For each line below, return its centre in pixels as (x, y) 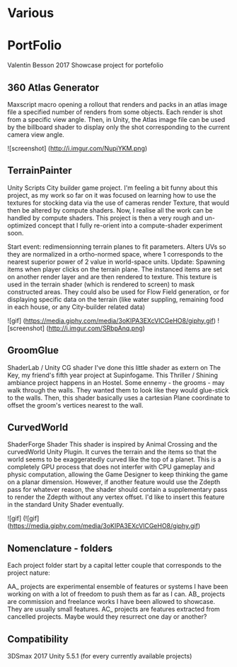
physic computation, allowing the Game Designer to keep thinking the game (118, 475)
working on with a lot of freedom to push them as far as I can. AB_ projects (116, 594)
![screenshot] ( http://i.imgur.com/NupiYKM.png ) (77, 148)
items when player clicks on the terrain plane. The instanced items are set (115, 269)
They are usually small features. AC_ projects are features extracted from (114, 609)
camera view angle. (36, 134)
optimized (22, 225)
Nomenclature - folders (60, 548)
